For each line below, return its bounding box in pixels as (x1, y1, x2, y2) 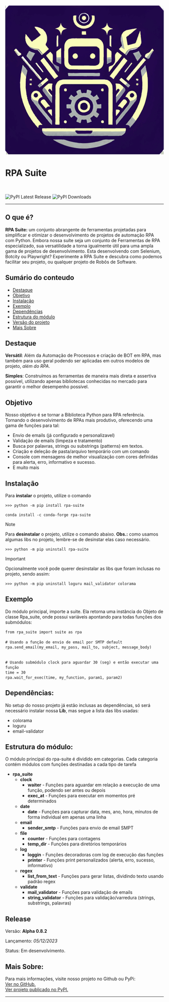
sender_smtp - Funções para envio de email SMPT (27, 825, 134, 831)
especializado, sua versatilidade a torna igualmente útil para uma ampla (5, 243, 153, 249)
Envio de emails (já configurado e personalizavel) (12, 433, 115, 439)
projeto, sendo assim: (5, 571, 50, 577)
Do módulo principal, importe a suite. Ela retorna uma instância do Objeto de (5, 608, 163, 614)
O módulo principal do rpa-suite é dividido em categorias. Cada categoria (5, 756, 158, 762)
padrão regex (27, 879, 56, 885)
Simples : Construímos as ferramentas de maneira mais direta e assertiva (5, 373, 156, 379)
